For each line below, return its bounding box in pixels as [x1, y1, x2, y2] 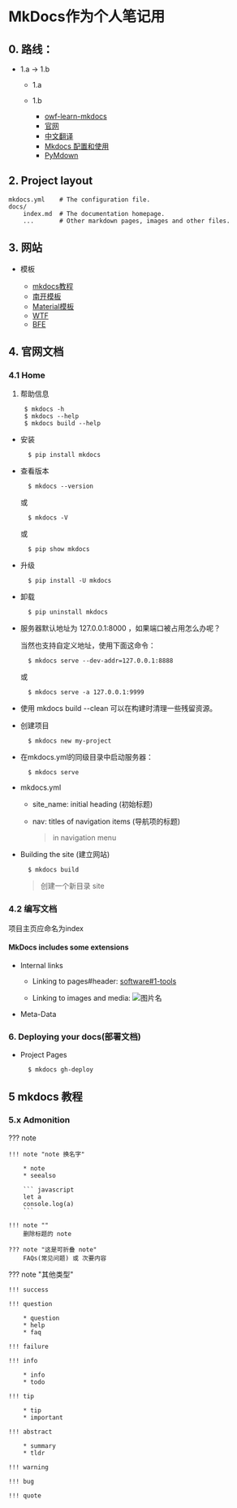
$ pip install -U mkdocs [28, 577, 112, 585]
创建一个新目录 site [40, 881, 105, 891]
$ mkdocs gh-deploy [28, 1066, 93, 1074]
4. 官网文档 [8, 345, 64, 359]
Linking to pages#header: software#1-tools [32, 976, 177, 986]
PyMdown [44, 151, 79, 160]
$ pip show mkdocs [28, 545, 90, 554]
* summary [23, 1441, 57, 1450]
